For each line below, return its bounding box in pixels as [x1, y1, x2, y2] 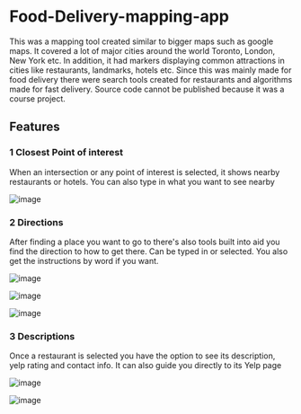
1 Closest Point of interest [9, 146, 124, 159]
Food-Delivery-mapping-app [9, 6, 229, 27]
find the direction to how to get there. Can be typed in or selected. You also [9, 245, 288, 257]
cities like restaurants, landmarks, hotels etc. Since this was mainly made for [9, 65, 292, 75]
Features [9, 119, 60, 135]
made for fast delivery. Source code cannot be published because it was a [9, 84, 285, 94]
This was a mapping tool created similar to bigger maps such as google [9, 36, 274, 47]
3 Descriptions [9, 330, 75, 342]
